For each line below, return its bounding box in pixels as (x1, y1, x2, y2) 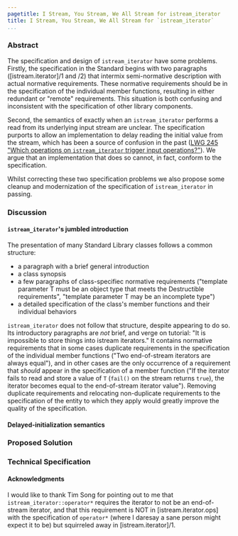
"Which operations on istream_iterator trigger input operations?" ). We (7, 146, 216, 154)
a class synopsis (17, 269, 67, 278)
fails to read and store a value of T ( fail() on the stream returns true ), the (7, 373, 225, 382)
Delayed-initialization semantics (7, 420, 105, 429)
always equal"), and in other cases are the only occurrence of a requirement (7, 359, 231, 367)
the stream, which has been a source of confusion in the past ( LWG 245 (7, 138, 219, 146)
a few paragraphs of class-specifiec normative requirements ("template (17, 277, 228, 285)
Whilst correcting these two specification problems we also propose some (7, 175, 225, 183)
